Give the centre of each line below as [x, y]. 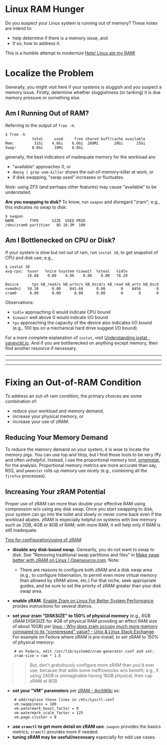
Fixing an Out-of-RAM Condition [73, 382]
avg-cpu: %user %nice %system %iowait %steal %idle [66, 271]
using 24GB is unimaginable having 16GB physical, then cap [91, 676]
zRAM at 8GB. [44, 681]
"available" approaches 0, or [42, 166]
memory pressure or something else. [43, 97]
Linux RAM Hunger [45, 9]
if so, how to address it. [36, 43]
